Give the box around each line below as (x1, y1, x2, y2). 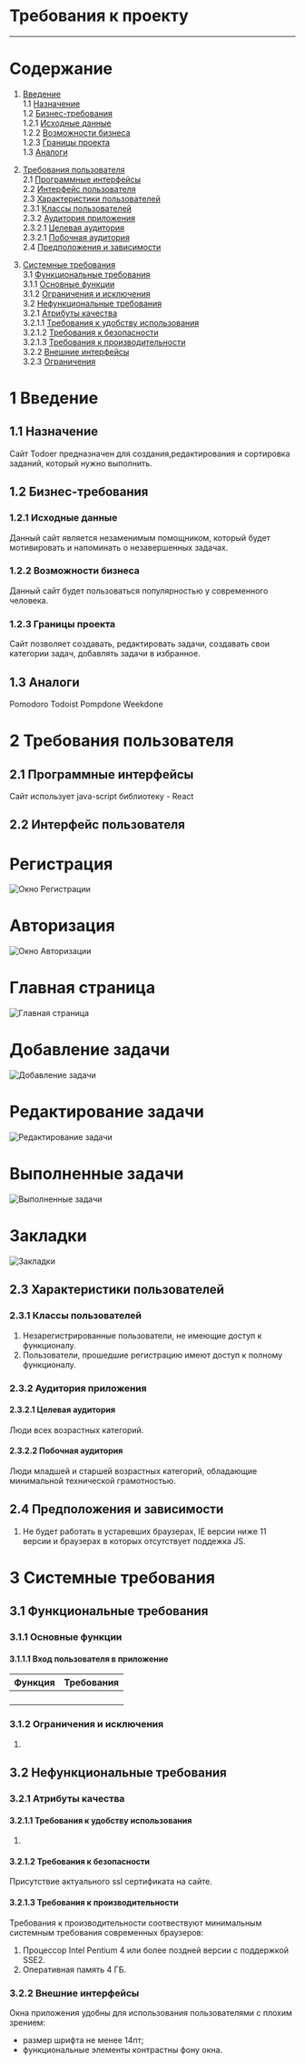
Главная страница (9, 978, 156, 998)
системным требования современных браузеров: (9, 1927, 204, 1937)
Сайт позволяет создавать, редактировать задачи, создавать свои (9, 638, 271, 649)
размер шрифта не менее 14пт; (22, 2034, 144, 2045)
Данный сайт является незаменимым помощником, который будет (9, 532, 271, 543)
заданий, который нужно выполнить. (9, 457, 152, 469)
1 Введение (9, 388, 99, 409)
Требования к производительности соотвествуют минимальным (9, 1917, 262, 1928)
